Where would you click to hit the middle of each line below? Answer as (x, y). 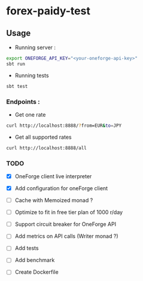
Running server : (35, 47)
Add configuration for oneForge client (61, 188)
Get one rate (30, 114)
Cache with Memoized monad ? (54, 200)
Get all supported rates (43, 137)
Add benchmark (35, 260)
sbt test (17, 86)
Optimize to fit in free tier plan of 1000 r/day (69, 212)
